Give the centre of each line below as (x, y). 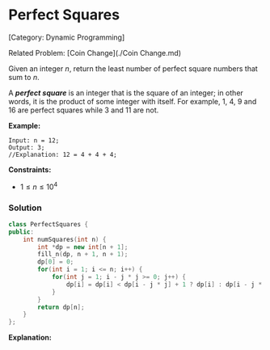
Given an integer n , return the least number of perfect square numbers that (133, 68)
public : (21, 232)
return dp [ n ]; (61, 307)
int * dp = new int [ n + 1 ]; (83, 247)
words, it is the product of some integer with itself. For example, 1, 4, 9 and (133, 101)
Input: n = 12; (34, 140)
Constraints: (30, 169)
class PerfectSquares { (49, 224)
